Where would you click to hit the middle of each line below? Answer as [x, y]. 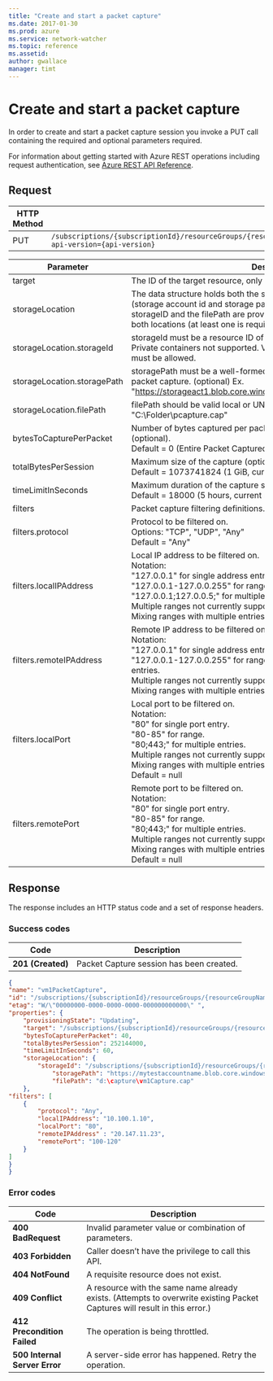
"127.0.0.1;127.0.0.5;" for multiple [198, 596]
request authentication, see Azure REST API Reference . [101, 164]
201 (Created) [41, 964]
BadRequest [37, 1238]
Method [28, 223]
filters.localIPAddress [53, 585]
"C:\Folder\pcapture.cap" [180, 414]
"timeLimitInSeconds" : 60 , [69, 1051]
